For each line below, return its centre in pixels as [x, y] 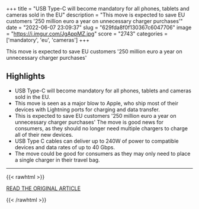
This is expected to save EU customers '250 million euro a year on [95, 115]
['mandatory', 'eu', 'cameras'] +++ [48, 40]
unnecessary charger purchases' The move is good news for [89, 122]
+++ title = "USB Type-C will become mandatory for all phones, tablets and [98, 9]
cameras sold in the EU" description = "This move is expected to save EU [96, 15]
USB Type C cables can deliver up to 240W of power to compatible [97, 141]
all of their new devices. [44, 134]
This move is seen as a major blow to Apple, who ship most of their [97, 103]
